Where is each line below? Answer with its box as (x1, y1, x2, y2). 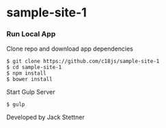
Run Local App (6, 29, 56, 39)
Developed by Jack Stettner (6, 113, 85, 121)
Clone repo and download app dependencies (6, 44, 134, 53)
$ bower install (6, 76, 53, 83)
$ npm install (6, 70, 47, 77)
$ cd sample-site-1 (6, 64, 62, 71)
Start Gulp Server (6, 88, 55, 97)
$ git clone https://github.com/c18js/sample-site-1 (6, 58, 160, 65)
